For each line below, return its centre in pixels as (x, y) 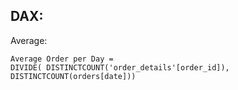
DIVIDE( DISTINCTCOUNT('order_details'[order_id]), (120, 67)
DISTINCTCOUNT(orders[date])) (73, 76)
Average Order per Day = (62, 59)
